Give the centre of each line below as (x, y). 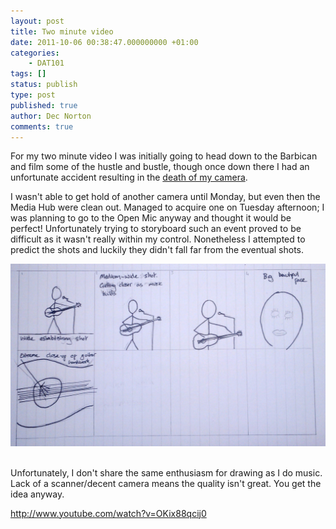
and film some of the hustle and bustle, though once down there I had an (160, 167)
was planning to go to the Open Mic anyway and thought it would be (151, 218)
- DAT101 (46, 63)
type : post (33, 95)
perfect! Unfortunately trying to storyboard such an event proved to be (156, 229)
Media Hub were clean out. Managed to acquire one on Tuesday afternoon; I (167, 207)
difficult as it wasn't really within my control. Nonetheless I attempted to (158, 239)
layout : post (37, 21)
